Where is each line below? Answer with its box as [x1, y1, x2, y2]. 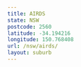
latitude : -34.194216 [7, 29, 71, 37]
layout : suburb [7, 50, 52, 57]
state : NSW [7, 17, 39, 24]
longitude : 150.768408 [7, 36, 74, 43]
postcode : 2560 [7, 23, 52, 30]
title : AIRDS [7, 10, 46, 17]
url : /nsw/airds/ [7, 43, 58, 50]
